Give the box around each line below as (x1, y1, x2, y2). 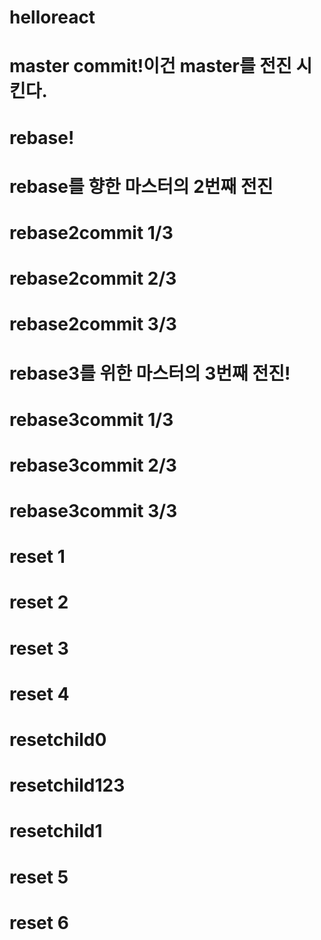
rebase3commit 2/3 (9, 454, 177, 476)
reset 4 (9, 682, 70, 705)
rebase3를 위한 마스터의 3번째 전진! (9, 362, 291, 385)
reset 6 (9, 911, 69, 934)
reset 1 (9, 546, 66, 568)
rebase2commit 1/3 (9, 221, 174, 244)
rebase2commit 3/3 (9, 313, 177, 336)
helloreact (9, 6, 96, 29)
